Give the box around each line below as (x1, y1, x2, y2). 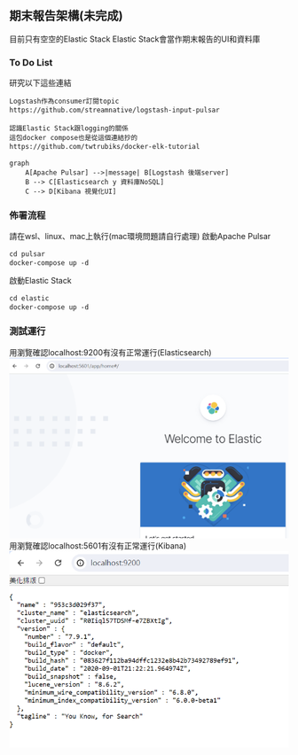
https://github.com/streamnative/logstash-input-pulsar (9, 105, 220, 115)
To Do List (9, 56, 53, 68)
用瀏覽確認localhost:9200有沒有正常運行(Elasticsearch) (9, 346, 212, 357)
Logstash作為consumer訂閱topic (9, 97, 120, 106)
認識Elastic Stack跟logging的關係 (9, 124, 129, 133)
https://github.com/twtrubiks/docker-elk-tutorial (9, 143, 200, 152)
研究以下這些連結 (9, 78, 72, 89)
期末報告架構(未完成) (9, 8, 123, 24)
